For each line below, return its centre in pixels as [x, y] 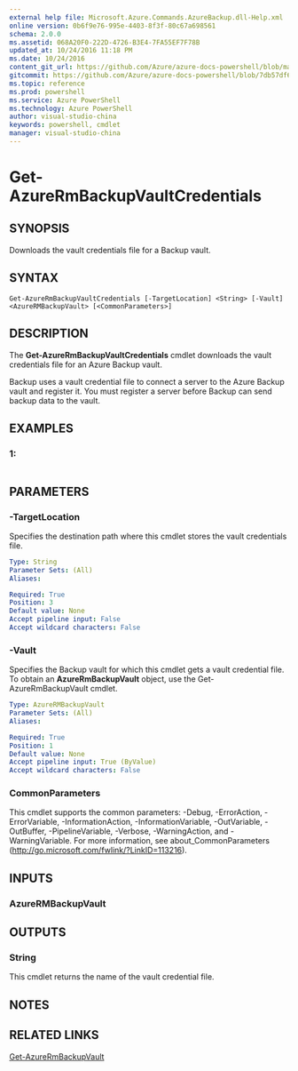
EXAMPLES [41, 428]
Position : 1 [31, 746]
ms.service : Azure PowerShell [65, 100]
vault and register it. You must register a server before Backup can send [141, 391]
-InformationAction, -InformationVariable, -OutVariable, [162, 822]
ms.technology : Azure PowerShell [71, 108]
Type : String [33, 562]
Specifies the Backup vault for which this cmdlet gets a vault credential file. [147, 670]
